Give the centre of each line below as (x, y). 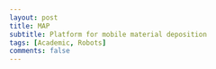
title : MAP (30, 26)
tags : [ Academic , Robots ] (58, 43)
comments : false (40, 51)
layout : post (34, 17)
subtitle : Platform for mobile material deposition (108, 34)
